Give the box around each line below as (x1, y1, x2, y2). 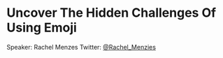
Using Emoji (6, 20, 78, 36)
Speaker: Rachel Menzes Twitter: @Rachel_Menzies (6, 43, 157, 51)
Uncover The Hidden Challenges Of (6, 5, 217, 21)
